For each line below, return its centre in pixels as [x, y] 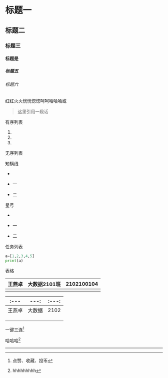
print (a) [14, 261]
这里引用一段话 [33, 111]
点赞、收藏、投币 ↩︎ [32, 361]
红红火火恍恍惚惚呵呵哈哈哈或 [36, 101]
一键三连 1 [15, 329]
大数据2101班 [44, 284]
